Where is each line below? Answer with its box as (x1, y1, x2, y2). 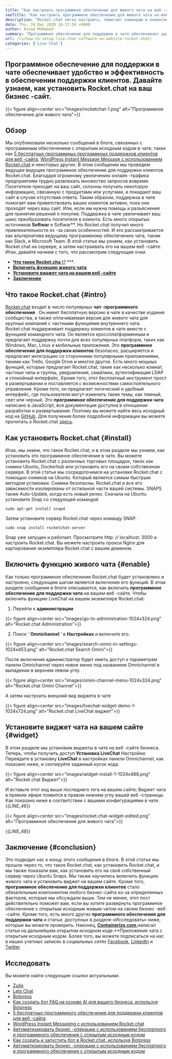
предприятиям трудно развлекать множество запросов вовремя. (5, 178, 149, 184)
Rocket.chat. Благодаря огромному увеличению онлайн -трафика (5, 173, 149, 179)
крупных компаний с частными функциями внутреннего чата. (5, 320, 141, 326)
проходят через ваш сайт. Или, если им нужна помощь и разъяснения (5, 205, 160, 211)
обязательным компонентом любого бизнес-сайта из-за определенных (5, 889, 163, 896)
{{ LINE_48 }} (5, 828, 31, 834)
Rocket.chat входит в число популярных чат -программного (5, 304, 138, 310)
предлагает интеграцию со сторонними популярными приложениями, (5, 353, 160, 359)
